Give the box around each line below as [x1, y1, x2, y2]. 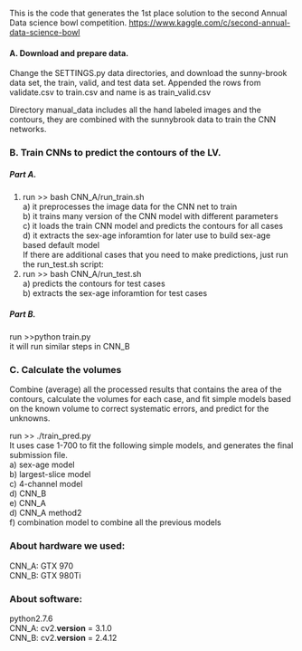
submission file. [9, 450, 68, 461]
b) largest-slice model [9, 469, 91, 480]
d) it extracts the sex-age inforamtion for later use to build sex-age [22, 230, 271, 241]
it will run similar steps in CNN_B [9, 341, 130, 352]
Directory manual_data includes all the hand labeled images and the [9, 104, 262, 116]
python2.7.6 [9, 613, 53, 624]
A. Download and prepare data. [9, 47, 129, 58]
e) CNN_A [9, 498, 47, 509]
